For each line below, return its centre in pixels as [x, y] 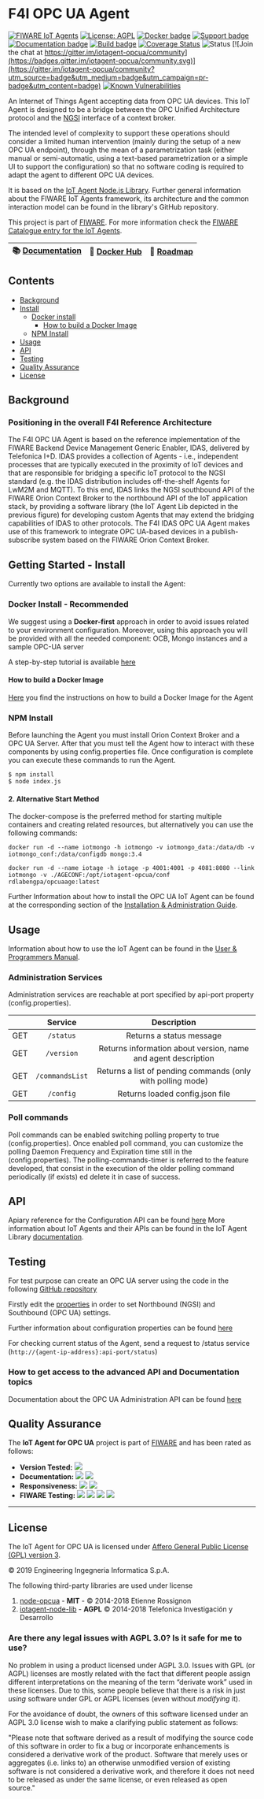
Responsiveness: [48, 1486]
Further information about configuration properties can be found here [121, 1328]
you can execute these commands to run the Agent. [92, 760]
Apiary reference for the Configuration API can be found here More [117, 1220]
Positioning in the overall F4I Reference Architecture [110, 422]
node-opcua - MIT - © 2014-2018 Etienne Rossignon [105, 1601]
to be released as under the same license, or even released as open [118, 1779]
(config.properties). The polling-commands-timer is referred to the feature [128, 1160]
